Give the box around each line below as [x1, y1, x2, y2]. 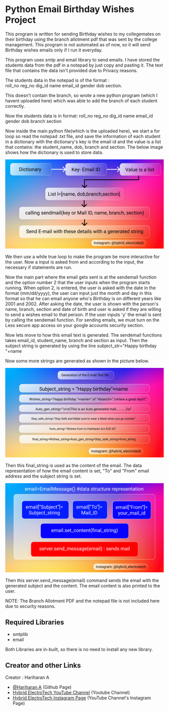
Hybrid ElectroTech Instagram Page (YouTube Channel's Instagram [12, 695, 151, 701]
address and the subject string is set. [5, 473, 82, 479]
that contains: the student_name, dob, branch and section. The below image [5, 144, 163, 150]
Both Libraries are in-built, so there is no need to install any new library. [5, 647, 153, 653]
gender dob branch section [5, 118, 62, 124]
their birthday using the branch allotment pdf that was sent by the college [5, 36, 157, 42]
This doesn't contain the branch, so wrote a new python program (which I [5, 92, 157, 98]
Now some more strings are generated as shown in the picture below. [5, 358, 149, 364]
